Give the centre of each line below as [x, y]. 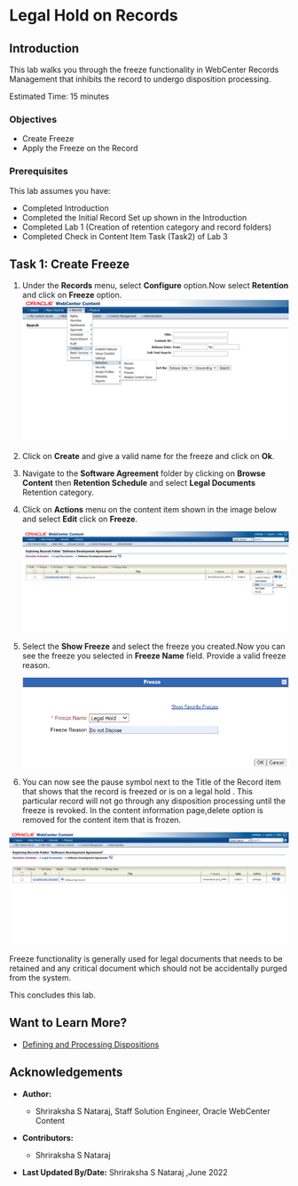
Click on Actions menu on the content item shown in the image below [149, 510]
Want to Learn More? [68, 1023]
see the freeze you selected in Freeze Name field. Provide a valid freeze [154, 656]
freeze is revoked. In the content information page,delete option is [142, 810]
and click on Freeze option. [72, 295]
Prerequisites [39, 172]
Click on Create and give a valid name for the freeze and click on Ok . [148, 456]
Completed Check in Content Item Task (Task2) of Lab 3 [125, 236]
